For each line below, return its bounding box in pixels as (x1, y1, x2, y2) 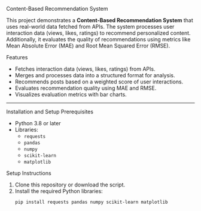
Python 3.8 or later (14, 120, 61, 126)
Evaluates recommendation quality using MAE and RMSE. (14, 85, 157, 92)
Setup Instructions (6, 170, 52, 176)
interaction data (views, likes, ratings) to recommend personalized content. (6, 29, 191, 37)
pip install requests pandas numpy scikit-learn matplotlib (14, 199, 168, 205)
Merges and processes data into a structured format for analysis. (14, 72, 175, 79)
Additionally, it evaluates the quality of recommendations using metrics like (6, 36, 191, 43)
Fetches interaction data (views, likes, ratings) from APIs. (14, 65, 156, 73)
